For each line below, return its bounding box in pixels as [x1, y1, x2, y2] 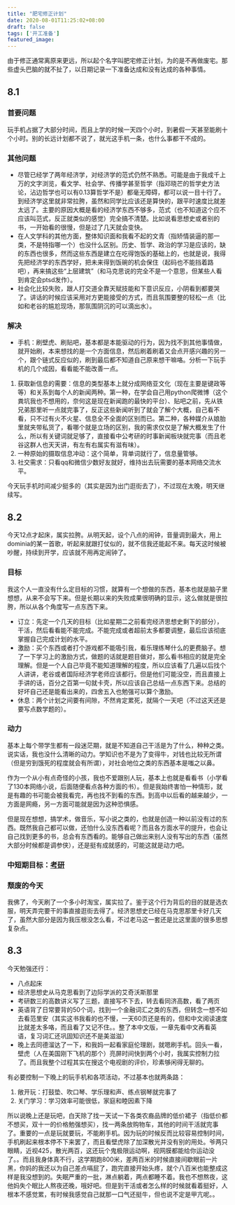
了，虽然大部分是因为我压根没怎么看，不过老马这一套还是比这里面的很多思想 [7, 915, 228, 924]
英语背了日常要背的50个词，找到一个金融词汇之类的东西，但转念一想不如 [17, 1005, 227, 1014]
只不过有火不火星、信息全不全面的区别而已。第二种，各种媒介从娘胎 [29, 415, 226, 423]
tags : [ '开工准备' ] [7, 29, 60, 37]
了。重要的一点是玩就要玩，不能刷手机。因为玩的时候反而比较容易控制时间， [7, 1129, 228, 1137]
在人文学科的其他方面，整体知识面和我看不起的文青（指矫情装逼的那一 [17, 232, 220, 240]
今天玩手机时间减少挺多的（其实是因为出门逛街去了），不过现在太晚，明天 [7, 482, 219, 490]
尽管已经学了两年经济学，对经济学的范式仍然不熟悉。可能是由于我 [17, 171, 208, 179]
